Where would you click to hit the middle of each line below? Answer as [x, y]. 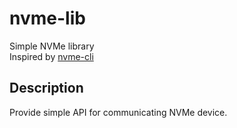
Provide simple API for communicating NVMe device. [118, 112]
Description [46, 88]
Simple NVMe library [52, 46]
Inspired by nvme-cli [51, 56]
